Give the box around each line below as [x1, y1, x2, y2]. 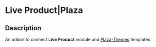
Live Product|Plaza [5, 5, 83, 16]
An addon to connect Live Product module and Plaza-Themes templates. [5, 36, 152, 42]
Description [5, 24, 41, 32]
